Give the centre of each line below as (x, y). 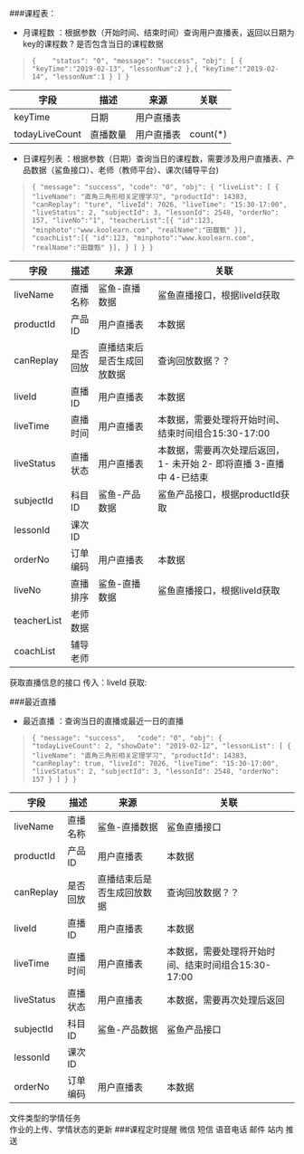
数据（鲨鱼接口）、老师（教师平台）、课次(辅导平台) (125, 170)
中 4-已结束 (183, 477)
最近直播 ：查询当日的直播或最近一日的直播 (103, 721)
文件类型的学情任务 (45, 1118)
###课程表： (33, 13)
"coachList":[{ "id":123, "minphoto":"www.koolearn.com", (143, 238)
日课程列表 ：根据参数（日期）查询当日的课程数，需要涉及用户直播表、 (154, 158)
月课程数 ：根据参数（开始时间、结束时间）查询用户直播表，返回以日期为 (158, 33)
